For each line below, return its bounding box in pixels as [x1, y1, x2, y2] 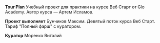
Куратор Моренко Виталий [5, 33, 62, 38]
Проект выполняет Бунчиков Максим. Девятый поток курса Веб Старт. [5, 19, 155, 24]
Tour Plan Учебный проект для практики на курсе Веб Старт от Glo [5, 4, 145, 10]
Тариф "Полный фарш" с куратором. [5, 23, 81, 29]
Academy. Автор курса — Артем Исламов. [5, 9, 94, 15]
